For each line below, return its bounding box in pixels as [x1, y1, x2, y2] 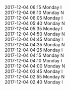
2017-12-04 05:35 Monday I [5, 26, 63, 32]
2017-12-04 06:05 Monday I [5, 15, 63, 21]
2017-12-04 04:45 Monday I [5, 36, 63, 42]
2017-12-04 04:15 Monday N [5, 52, 64, 58]
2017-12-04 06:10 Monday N [5, 10, 64, 16]
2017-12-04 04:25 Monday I [5, 47, 63, 53]
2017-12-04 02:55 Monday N [5, 74, 65, 79]
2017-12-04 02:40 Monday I [5, 79, 63, 85]
